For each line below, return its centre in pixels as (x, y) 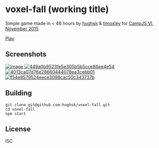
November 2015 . (22, 28)
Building (19, 93)
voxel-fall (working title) (57, 9)
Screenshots (26, 54)
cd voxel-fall (20, 109)
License (18, 129)
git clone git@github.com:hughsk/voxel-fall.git (58, 105)
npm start (16, 114)
